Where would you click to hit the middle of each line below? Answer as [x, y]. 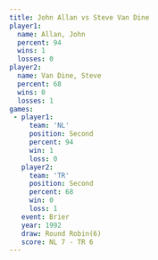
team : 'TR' [49, 175]
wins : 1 [32, 51]
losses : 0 [35, 59]
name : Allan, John [52, 34]
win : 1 [41, 150]
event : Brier [45, 217]
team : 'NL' [49, 126]
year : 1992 [42, 225]
